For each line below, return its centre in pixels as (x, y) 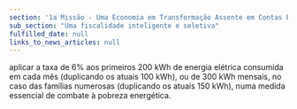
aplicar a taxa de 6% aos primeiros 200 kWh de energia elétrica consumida (147, 67)
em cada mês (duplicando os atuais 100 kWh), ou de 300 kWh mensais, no (145, 77)
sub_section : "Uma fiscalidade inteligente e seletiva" (114, 26)
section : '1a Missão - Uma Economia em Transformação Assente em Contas (146, 17)
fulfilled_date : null (49, 34)
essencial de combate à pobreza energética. (90, 96)
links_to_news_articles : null (65, 42)
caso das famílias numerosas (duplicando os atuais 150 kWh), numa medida (147, 86)
